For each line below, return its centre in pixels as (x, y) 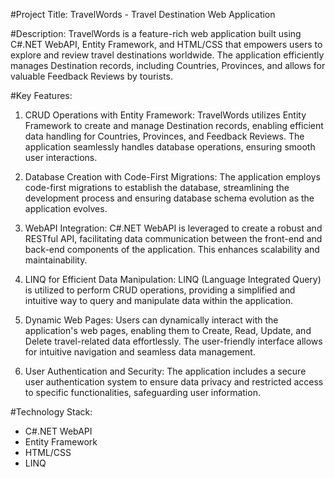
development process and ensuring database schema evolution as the (169, 198)
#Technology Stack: (51, 412)
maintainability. (56, 260)
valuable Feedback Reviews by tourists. (91, 76)
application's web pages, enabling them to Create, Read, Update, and (168, 330)
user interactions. (61, 157)
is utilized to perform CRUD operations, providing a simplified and (160, 290)
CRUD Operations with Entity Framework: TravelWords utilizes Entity (165, 115)
